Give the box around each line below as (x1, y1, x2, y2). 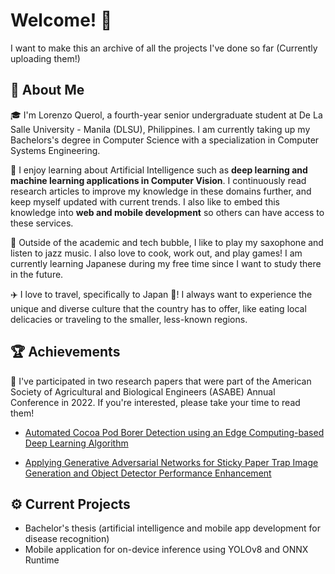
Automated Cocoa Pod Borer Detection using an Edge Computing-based (24, 426, 325, 438)
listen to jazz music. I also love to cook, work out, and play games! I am (10, 247, 303, 259)
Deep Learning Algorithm (24, 437, 129, 449)
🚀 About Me (10, 82, 85, 99)
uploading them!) (10, 52, 81, 64)
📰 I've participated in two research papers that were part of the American (10, 375, 312, 387)
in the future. (10, 268, 64, 280)
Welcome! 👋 (10, 9, 113, 32)
